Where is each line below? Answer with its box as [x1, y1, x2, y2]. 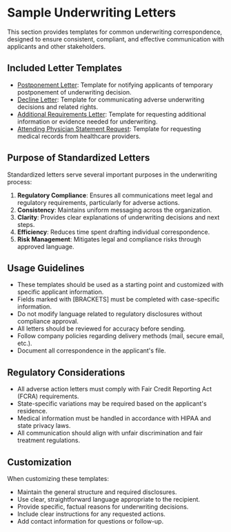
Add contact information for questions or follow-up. [17, 518, 164, 525]
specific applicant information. [17, 288, 104, 296]
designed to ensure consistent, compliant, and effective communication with [7, 35, 225, 43]
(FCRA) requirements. [17, 392, 79, 401]
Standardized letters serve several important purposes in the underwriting [7, 170, 217, 179]
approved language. [17, 242, 74, 250]
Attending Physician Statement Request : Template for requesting [17, 124, 201, 132]
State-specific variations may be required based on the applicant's [17, 400, 207, 408]
